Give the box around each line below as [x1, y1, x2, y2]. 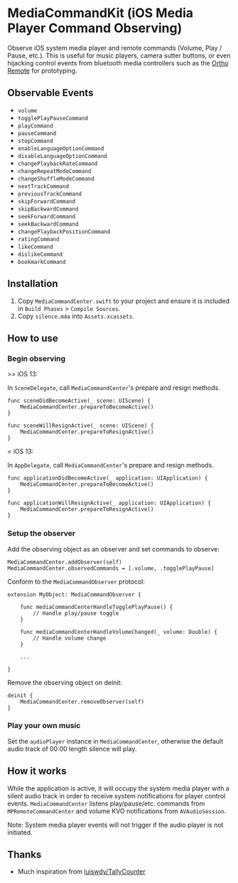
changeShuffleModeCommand [17, 175, 94, 182]
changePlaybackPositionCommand [17, 228, 111, 236]
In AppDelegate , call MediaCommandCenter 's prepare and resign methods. [7, 461, 215, 470]
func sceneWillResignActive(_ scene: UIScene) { [7, 422, 154, 430]
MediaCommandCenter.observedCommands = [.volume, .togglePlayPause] [7, 564, 215, 572]
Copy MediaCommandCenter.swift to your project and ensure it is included [17, 297, 229, 305]
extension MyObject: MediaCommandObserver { [7, 591, 141, 598]
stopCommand [17, 137, 53, 144]
